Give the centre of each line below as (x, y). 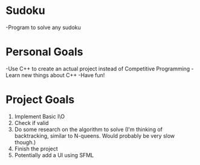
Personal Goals (44, 52)
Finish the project (36, 149)
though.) (25, 142)
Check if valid (31, 123)
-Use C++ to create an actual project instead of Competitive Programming (98, 69)
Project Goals (40, 100)
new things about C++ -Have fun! (63, 75)
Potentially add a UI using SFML (54, 155)
